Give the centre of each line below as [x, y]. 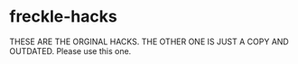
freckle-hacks [63, 17]
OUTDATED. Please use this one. [70, 50]
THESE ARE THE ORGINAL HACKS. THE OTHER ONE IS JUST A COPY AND [149, 41]
